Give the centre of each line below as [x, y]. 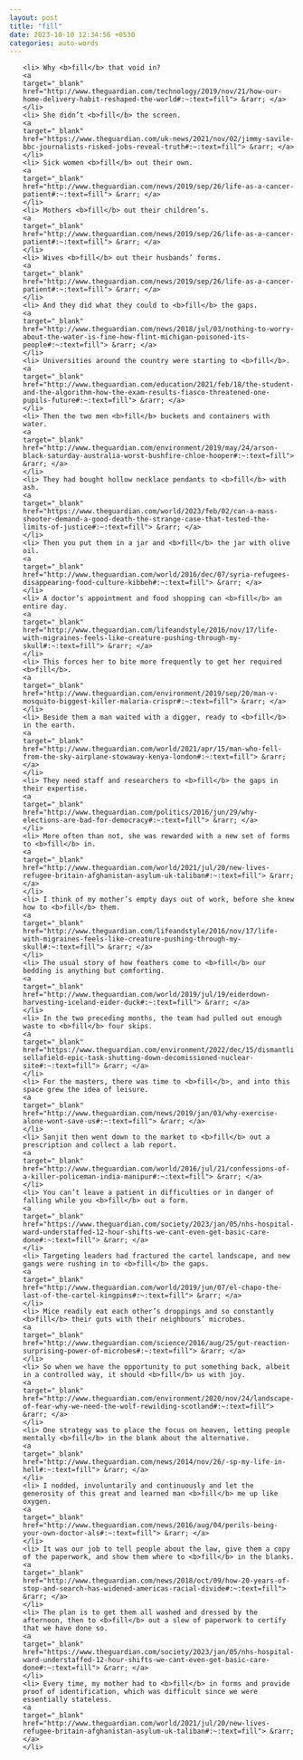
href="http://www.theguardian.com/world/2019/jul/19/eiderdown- [146, 995]
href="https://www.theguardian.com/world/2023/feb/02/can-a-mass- [150, 512]
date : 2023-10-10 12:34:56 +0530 [72, 34]
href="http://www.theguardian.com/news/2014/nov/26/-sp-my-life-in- [154, 1462]
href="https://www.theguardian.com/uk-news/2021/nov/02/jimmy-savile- [158, 139]
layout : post [34, 18]
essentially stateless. [67, 1700]
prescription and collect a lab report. [99, 1145]
